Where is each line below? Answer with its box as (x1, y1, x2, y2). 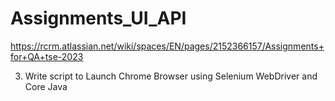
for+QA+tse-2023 (10, 50, 84, 62)
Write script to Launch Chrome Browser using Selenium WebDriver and (24, 70, 318, 82)
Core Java (24, 80, 68, 92)
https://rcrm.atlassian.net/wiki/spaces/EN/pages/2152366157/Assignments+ (10, 40, 325, 52)
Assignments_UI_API (10, 7, 187, 30)
